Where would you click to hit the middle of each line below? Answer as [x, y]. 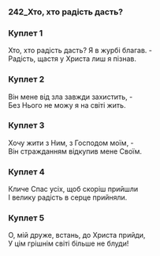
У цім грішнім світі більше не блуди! [69, 243]
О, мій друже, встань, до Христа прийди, [77, 235]
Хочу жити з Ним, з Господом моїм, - [71, 143]
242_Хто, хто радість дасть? [66, 12]
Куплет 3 [26, 125]
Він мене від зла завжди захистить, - [71, 97]
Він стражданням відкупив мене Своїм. [75, 151]
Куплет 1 [26, 32]
